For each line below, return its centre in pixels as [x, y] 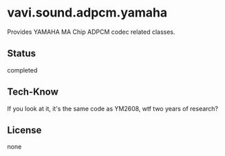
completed [22, 70]
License [24, 130]
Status [22, 53]
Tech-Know [33, 92]
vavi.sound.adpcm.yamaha [87, 13]
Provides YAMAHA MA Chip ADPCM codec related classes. [91, 32]
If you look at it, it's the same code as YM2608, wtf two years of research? [113, 108]
